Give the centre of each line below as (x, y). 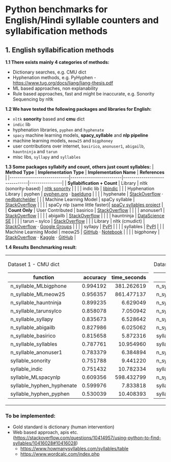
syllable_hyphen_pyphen (40, 394)
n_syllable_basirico (33, 336)
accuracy (95, 277)
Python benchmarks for (56, 9)
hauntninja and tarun (35, 151)
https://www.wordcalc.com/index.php (60, 454)
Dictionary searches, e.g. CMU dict (49, 72)
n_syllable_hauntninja (36, 302)
